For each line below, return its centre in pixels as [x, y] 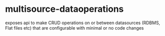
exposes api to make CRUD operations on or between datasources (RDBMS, [83, 23]
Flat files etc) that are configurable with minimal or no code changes [75, 28]
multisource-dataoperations [64, 9]
